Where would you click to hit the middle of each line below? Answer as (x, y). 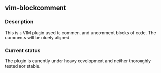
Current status (23, 50)
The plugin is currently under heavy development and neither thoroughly (78, 61)
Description (19, 22)
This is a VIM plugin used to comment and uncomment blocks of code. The (80, 32)
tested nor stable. (23, 66)
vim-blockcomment (36, 8)
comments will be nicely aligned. (38, 37)
